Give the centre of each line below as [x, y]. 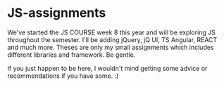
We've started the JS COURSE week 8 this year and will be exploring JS [112, 32]
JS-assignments [57, 13]
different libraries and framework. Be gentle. [71, 55]
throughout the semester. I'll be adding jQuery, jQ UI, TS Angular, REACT [112, 39]
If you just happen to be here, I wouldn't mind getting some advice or [107, 68]
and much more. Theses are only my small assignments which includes [111, 47]
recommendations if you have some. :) [63, 76]
